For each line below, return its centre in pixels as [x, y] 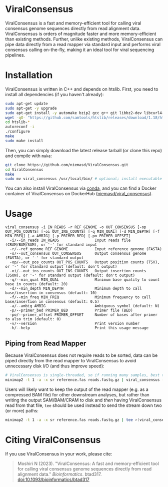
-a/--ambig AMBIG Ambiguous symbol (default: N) [85, 306]
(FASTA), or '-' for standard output [44, 258]
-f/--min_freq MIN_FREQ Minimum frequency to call [80, 297]
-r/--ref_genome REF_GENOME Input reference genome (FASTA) [86, 249]
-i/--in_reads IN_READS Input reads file [70, 240]
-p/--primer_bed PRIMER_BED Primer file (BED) [71, 311]
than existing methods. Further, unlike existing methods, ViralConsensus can [84, 39]
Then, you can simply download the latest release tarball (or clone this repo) [84, 150]
